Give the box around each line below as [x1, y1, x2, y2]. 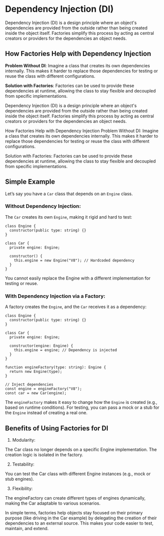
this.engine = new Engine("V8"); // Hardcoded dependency [14, 258, 135, 263]
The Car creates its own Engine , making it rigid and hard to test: [5, 214, 132, 220]
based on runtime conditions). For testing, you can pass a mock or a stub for [5, 404, 160, 411]
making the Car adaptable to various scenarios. [5, 500, 101, 506]
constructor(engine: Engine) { [9, 343, 73, 348]
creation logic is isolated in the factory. [5, 451, 83, 457]
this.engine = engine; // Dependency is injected [14, 348, 117, 353]
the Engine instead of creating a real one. [5, 410, 88, 416]
